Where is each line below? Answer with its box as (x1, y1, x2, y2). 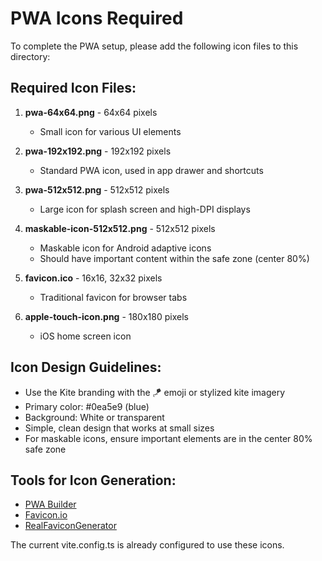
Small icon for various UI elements (39, 125, 182, 137)
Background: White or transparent (24, 411, 165, 423)
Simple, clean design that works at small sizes (24, 422, 215, 434)
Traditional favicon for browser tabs (39, 291, 188, 303)
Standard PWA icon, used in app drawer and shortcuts (39, 164, 264, 176)
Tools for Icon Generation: (10, 472, 177, 489)
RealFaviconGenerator (24, 520, 117, 532)
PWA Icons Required (10, 7, 184, 30)
